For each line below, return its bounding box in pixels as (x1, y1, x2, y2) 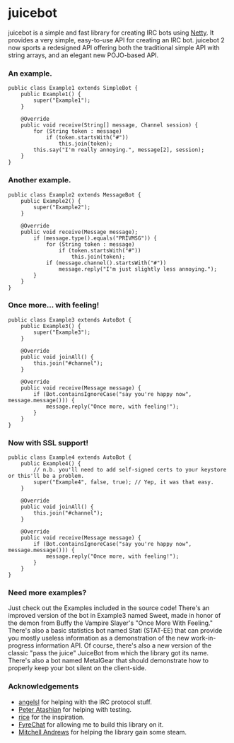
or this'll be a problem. (8, 472, 84, 480)
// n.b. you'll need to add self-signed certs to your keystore (33, 467, 227, 474)
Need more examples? (8, 588, 87, 598)
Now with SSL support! (8, 438, 89, 447)
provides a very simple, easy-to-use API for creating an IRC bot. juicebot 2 (8, 35, 225, 44)
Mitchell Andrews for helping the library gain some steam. (18, 727, 187, 736)
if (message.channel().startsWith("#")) (45, 259, 167, 267)
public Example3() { (21, 322, 81, 329)
